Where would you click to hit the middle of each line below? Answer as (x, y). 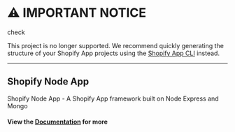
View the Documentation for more (58, 122)
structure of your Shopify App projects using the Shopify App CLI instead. (114, 53)
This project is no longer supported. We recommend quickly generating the (115, 45)
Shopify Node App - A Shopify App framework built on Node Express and (113, 98)
